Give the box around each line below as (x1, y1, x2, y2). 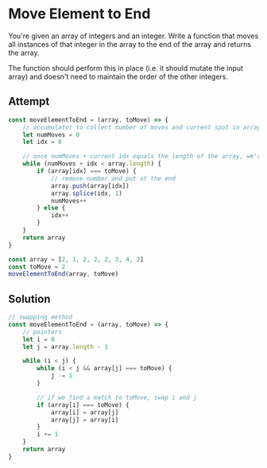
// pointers (22, 327, 62, 336)
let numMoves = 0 (22, 130, 80, 139)
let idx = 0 (22, 138, 62, 146)
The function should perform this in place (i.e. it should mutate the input (8, 63, 244, 72)
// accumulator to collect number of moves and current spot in (22, 123, 240, 131)
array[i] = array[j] (50, 408, 119, 416)
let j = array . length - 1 (22, 342, 109, 350)
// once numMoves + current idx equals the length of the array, (22, 153, 244, 161)
